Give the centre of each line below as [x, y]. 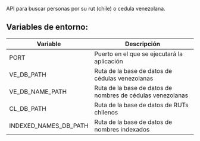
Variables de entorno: [47, 27]
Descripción [143, 44]
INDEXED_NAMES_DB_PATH [49, 126]
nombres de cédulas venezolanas [141, 95]
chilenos [106, 112]
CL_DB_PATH [28, 108]
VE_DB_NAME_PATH [38, 91]
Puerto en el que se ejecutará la [139, 54]
